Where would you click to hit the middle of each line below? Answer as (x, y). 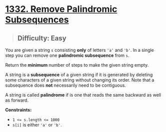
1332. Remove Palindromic (61, 9)
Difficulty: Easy (42, 38)
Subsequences (37, 20)
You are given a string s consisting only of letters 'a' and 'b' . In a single (80, 50)
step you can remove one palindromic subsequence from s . (67, 55)
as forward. (17, 100)
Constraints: (18, 110)
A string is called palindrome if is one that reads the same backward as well (83, 95)
